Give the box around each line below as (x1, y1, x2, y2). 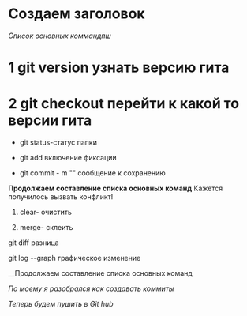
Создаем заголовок (8, 5, 145, 23)
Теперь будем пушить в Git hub (8, 299, 114, 309)
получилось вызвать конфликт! (8, 192, 114, 201)
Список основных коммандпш (8, 31, 112, 40)
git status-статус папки (19, 137, 97, 147)
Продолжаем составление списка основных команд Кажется (8, 183, 223, 194)
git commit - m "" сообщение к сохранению (19, 168, 166, 178)
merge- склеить (19, 223, 73, 232)
